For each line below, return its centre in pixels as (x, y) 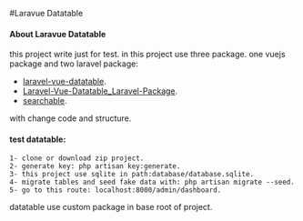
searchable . (45, 101)
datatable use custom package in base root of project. (111, 207)
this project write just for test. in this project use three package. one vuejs (147, 55)
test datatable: (38, 139)
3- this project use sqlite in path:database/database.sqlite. (132, 175)
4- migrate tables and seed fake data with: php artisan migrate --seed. (152, 182)
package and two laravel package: (74, 64)
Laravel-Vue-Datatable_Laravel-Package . (100, 91)
